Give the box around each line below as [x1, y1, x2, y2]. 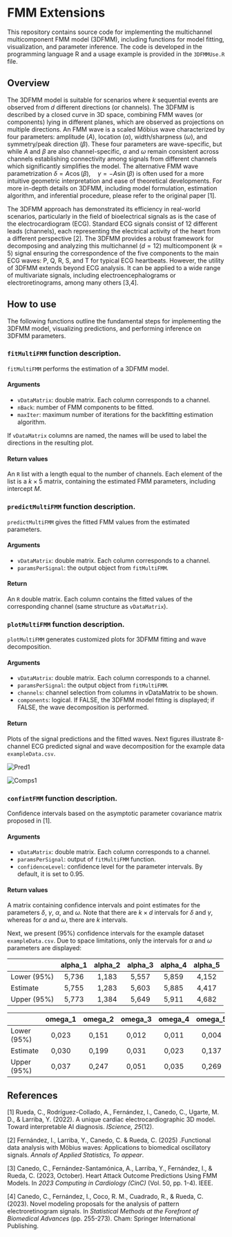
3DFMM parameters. [7, 331, 66, 340]
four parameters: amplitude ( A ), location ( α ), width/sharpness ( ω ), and [7, 132, 208, 141]
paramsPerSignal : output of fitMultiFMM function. [17, 855, 157, 864]
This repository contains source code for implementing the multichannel [7, 28, 213, 36]
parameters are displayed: [7, 944, 81, 952]
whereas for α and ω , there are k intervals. [7, 916, 128, 924]
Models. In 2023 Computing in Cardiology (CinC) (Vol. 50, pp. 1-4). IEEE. [7, 1179, 213, 1187]
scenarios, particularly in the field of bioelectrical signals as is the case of [7, 212, 217, 220]
